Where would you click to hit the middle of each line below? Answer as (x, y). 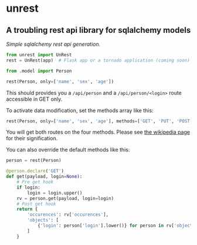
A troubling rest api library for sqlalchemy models (98, 30)
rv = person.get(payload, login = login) (65, 198)
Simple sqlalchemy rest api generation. (53, 44)
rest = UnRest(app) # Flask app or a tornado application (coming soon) (98, 60)
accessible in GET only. (34, 99)
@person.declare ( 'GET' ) (35, 171)
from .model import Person (39, 71)
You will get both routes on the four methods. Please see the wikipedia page (98, 132)
